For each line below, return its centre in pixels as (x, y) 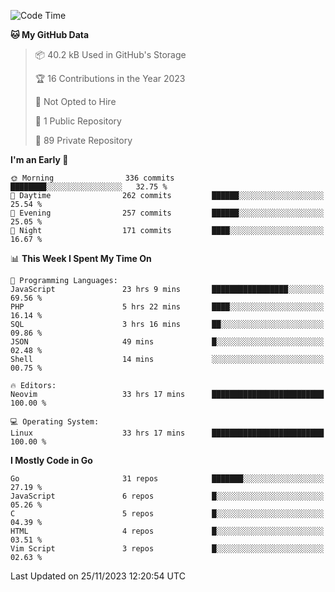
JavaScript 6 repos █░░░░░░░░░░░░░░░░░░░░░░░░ (167, 496)
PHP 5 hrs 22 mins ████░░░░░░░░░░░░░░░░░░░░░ (167, 307)
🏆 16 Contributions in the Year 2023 (110, 78)
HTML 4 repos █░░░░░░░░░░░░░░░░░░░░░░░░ (167, 531)
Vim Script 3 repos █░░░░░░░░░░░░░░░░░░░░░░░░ (167, 549)
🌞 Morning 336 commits (92, 178)
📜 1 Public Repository (78, 121)
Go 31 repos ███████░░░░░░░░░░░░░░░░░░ (167, 479)
